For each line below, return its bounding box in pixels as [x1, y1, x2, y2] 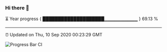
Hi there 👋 [5, 4, 30, 11]
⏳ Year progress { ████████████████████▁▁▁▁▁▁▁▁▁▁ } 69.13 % [5, 16, 159, 22]
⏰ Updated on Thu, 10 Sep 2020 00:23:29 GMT [5, 32, 103, 38]
